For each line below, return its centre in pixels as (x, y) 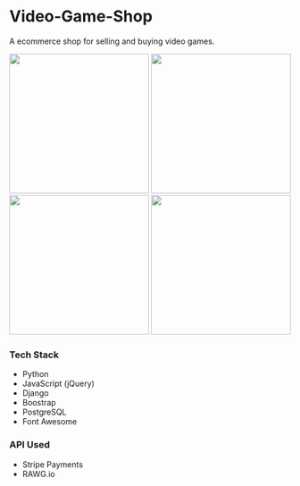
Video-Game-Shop (81, 17)
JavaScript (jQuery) (58, 384)
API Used (30, 445)
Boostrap (39, 403)
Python (35, 374)
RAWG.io (38, 473)
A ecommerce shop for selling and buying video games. (112, 41)
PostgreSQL (44, 412)
